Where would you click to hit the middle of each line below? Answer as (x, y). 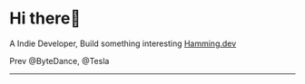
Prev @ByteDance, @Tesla (59, 61)
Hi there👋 (45, 19)
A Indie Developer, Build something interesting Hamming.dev (123, 43)
